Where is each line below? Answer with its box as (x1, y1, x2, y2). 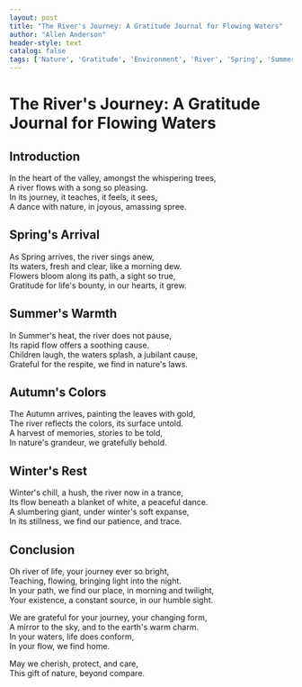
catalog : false (9, 47, 67, 56)
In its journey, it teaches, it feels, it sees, (9, 192, 158, 203)
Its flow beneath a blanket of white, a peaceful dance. (9, 497, 209, 508)
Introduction (9, 149, 81, 164)
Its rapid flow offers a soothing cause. (9, 339, 150, 350)
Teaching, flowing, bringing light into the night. (9, 575, 182, 586)
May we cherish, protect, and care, (9, 658, 139, 669)
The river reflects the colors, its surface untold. (9, 418, 184, 429)
